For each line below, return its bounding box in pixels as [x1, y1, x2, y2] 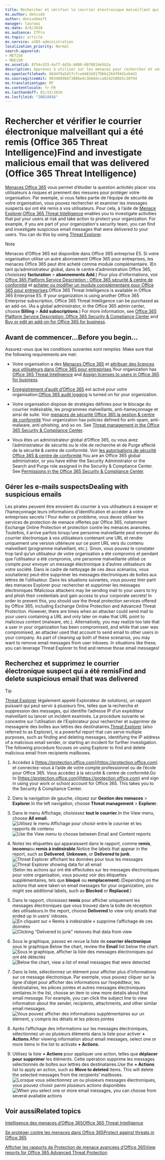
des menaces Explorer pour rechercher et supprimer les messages [5, 582, 140, 588]
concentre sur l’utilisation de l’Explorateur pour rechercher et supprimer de [5, 718, 156, 724]
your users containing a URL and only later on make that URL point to [5, 613, 145, 619]
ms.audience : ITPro [5, 30, 45, 35]
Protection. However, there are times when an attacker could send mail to [5, 608, 154, 614]
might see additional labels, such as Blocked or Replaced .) [12, 888, 132, 894]
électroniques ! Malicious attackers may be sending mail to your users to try [5, 587, 157, 593]
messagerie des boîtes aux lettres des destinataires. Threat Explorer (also [5, 723, 153, 729]
